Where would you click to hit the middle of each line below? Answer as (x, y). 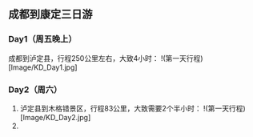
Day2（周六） (35, 89)
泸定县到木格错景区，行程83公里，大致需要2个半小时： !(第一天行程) (133, 108)
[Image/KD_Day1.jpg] (43, 67)
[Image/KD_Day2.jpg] (55, 117)
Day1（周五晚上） (43, 39)
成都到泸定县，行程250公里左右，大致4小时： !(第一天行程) (106, 58)
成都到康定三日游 (50, 14)
